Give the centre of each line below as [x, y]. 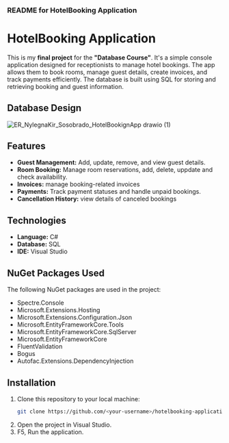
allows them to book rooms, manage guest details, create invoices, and [107, 72]
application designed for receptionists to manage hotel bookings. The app [111, 64]
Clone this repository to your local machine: [78, 398]
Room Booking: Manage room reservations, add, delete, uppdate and [115, 170]
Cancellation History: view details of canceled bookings [97, 199]
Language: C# [38, 237]
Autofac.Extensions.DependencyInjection [75, 361]
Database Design [44, 108]
